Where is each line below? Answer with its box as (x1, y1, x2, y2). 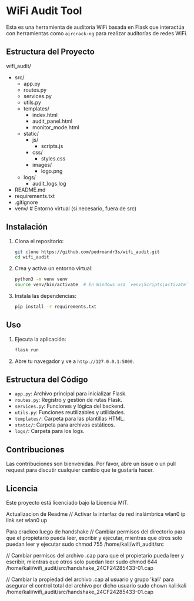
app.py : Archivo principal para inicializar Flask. (14, 390, 128, 397)
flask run (14, 347, 39, 353)
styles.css (41, 155, 66, 162)
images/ (32, 161, 52, 168)
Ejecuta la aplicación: (14, 335, 66, 343)
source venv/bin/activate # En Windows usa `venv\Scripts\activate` (14, 282, 189, 288)
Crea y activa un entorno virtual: (14, 265, 93, 272)
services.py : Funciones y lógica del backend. (14, 402, 125, 409)
